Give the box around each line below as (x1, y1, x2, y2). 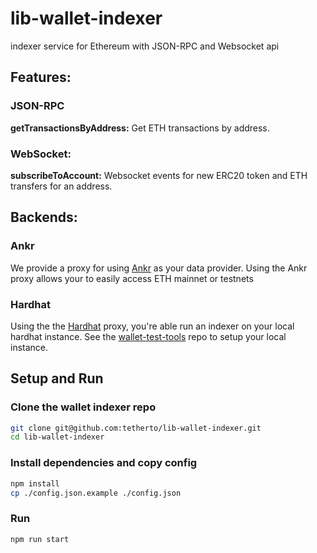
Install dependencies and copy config (10, 456, 198, 470)
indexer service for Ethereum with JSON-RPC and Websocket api (10, 40, 280, 52)
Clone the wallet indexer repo (10, 400, 157, 414)
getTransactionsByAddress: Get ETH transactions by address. (10, 122, 270, 134)
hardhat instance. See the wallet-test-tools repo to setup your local (10, 330, 287, 342)
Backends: (10, 209, 78, 226)
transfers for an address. (10, 180, 113, 192)
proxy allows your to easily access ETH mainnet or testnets (10, 272, 254, 284)
